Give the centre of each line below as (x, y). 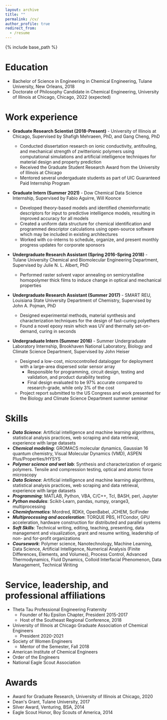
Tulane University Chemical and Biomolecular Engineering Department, (85, 259)
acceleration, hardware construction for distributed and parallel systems (86, 522)
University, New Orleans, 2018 (43, 86)
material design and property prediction (61, 162)
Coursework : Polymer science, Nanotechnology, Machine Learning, (82, 543)
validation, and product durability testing (69, 377)
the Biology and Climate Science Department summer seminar (84, 398)
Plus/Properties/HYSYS (36, 459)
